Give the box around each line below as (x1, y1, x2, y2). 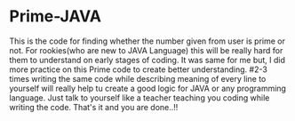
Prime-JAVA (9, 6, 102, 27)
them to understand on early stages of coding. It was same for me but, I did (9, 54, 286, 65)
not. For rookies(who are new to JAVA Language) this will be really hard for (9, 44, 283, 55)
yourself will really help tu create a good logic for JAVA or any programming (9, 83, 287, 93)
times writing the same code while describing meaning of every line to (9, 73, 267, 84)
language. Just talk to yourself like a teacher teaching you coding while (9, 92, 270, 103)
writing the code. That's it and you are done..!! (9, 101, 179, 112)
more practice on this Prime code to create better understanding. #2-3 (9, 64, 268, 75)
